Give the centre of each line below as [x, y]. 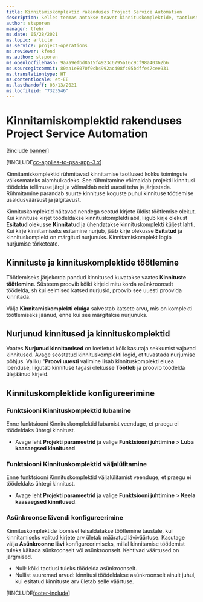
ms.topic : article [29, 40]
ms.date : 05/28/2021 [32, 35]
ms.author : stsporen [32, 57]
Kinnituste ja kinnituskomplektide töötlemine [93, 263]
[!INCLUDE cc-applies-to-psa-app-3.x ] [54, 162]
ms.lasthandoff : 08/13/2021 [42, 85]
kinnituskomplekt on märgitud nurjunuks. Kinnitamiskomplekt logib [89, 237]
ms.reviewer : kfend [31, 52]
